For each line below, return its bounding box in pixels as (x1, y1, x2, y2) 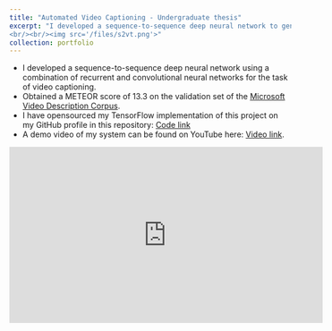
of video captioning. (21, 81, 97, 92)
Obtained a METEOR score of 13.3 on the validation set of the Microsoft (21, 91, 285, 102)
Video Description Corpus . (21, 100, 121, 112)
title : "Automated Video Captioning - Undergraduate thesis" (9, 13, 243, 22)
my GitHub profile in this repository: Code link (21, 120, 191, 131)
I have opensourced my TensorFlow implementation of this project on (21, 110, 279, 121)
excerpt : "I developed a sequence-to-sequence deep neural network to (9, 21, 278, 30)
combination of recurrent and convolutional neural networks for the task (21, 72, 288, 83)
